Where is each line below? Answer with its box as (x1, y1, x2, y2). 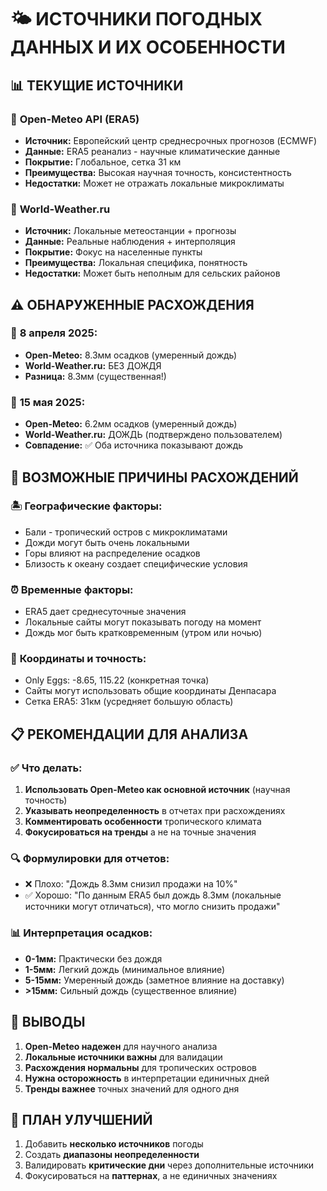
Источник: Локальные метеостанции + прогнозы (24, 225, 237, 237)
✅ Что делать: (10, 761, 83, 775)
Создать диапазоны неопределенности (24, 1149, 200, 1161)
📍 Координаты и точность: (10, 652, 147, 666)
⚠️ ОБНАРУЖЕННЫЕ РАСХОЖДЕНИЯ (10, 296, 255, 313)
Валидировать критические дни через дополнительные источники (24, 1159, 315, 1171)
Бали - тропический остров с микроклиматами (24, 526, 228, 538)
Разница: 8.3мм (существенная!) (24, 370, 167, 382)
